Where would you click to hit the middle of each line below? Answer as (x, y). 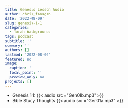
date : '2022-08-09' (25, 18)
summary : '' (17, 46)
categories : (17, 28)
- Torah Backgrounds (30, 32)
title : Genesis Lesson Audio (34, 9)
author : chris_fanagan (28, 14)
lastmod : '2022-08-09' (28, 54)
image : (12, 63)
